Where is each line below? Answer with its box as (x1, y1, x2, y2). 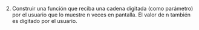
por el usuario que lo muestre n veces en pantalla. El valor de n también (11, 11, 191, 18)
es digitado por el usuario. (11, 18, 77, 24)
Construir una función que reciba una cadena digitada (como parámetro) (11, 5, 194, 12)
